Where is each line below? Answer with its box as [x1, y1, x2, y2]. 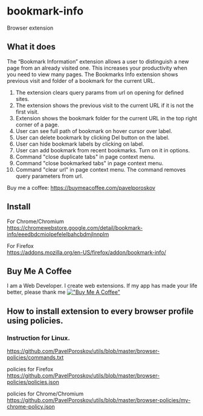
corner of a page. [15, 121, 59, 128]
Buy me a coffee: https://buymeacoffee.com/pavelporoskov [7, 184, 156, 191]
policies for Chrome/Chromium [7, 390, 84, 397]
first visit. [15, 108, 39, 115]
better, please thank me [7, 288, 66, 296]
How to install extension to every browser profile [7, 306, 194, 316]
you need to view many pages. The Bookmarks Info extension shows [7, 71, 178, 78]
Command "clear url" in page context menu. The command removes [15, 166, 186, 173]
